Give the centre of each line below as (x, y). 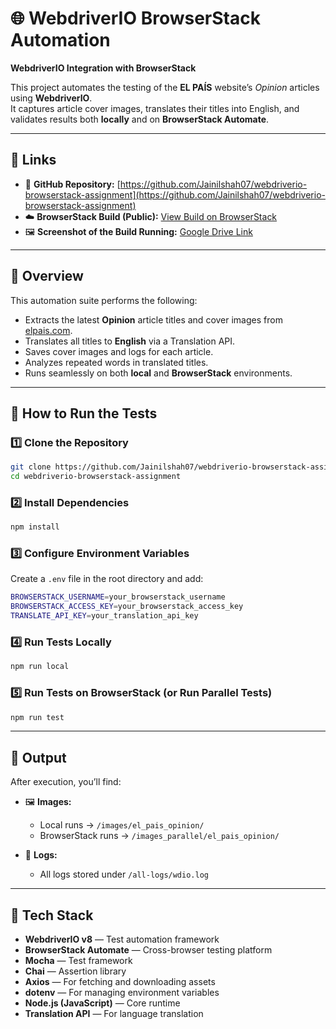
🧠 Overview (47, 276)
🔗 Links (33, 160)
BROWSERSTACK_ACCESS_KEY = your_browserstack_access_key (127, 607)
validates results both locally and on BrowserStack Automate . (140, 119)
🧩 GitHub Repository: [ (72, 184)
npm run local (40, 667)
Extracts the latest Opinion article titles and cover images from (153, 319)
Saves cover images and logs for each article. (119, 351)
